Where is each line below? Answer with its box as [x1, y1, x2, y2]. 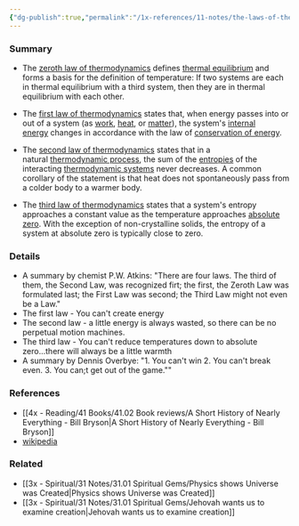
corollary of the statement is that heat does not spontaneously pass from [21, 173, 290, 183]
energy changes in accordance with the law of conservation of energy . [21, 126, 282, 138]
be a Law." [21, 299, 61, 310]
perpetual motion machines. [21, 327, 125, 338]
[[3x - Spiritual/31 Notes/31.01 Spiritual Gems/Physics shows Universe [21, 478, 279, 489]
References [9, 387, 61, 400]
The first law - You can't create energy [21, 308, 165, 319]
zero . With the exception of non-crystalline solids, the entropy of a [21, 218, 266, 229]
